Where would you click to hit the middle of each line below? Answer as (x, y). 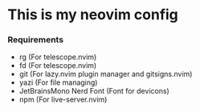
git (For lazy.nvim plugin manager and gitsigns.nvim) (106, 74)
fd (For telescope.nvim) (58, 66)
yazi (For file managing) (58, 82)
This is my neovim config (93, 15)
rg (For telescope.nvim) (58, 57)
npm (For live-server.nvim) (63, 100)
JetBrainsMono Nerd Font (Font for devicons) (94, 91)
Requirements (36, 40)
